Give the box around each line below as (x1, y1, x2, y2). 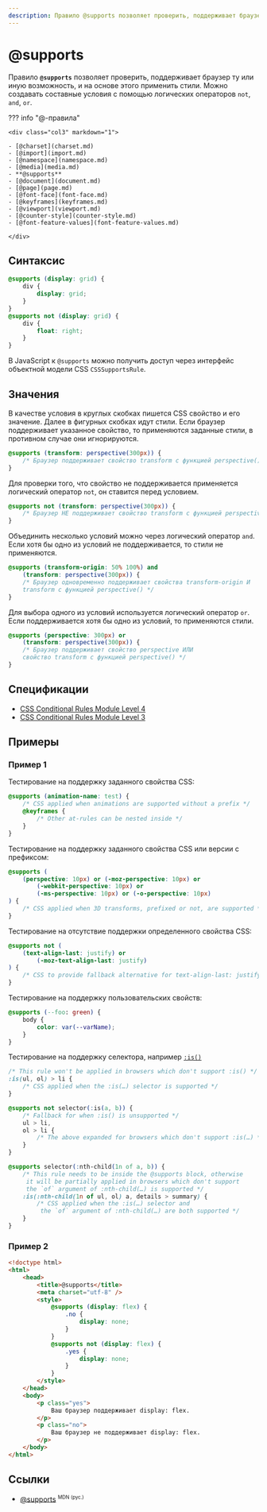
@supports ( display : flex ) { (50, 1303, 148, 1311)
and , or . (8, 97, 33, 107)
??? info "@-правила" (8, 113, 81, 122)
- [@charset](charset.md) (8, 142, 94, 150)
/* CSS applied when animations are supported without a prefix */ (22, 800, 250, 808)
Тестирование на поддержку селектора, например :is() (8, 1052, 202, 1061)
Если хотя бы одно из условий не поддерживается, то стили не (8, 539, 224, 549)
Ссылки (8, 1473, 50, 1487)
